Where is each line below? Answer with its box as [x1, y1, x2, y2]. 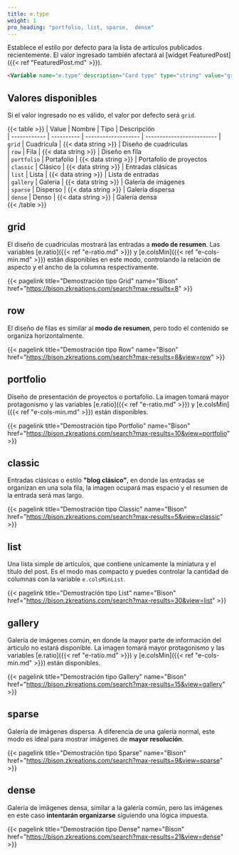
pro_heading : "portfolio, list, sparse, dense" [7, 24, 154, 31]
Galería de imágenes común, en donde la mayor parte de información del [7, 635, 222, 644]
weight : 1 [7, 17, 37, 24]
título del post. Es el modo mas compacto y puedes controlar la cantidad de [7, 568, 229, 576]
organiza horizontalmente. [7, 331, 84, 339]
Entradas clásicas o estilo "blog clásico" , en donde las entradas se [7, 476, 205, 485]
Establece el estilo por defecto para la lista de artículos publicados [7, 43, 203, 52]
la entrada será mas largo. [7, 491, 84, 500]
